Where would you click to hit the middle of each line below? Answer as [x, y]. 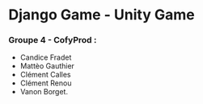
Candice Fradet [46, 57]
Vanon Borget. [44, 92]
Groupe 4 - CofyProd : [53, 40]
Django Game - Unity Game [102, 15]
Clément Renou [46, 83]
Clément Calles [45, 75]
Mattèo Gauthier [47, 66]
